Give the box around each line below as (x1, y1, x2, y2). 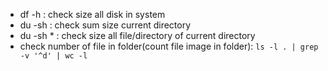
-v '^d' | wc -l (19, 51, 88, 61)
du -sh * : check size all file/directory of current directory (19, 30, 256, 41)
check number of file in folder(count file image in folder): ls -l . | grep (19, 40, 319, 52)
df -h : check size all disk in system (19, 9, 166, 20)
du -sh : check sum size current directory (19, 19, 192, 31)
